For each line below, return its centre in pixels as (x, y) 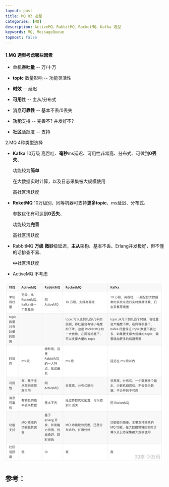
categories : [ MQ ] (23, 21)
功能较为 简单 (26, 170)
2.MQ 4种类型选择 (24, 143)
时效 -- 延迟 (25, 89)
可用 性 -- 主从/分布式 (34, 99)
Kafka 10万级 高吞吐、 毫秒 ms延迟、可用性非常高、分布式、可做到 (81, 153)
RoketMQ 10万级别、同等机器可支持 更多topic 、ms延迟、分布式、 (80, 203)
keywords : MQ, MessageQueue (35, 32)
